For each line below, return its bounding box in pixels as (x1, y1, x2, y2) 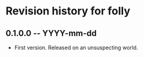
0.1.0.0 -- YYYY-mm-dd (5, 28, 97, 38)
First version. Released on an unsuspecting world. (14, 44, 139, 51)
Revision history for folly (5, 4, 131, 18)
